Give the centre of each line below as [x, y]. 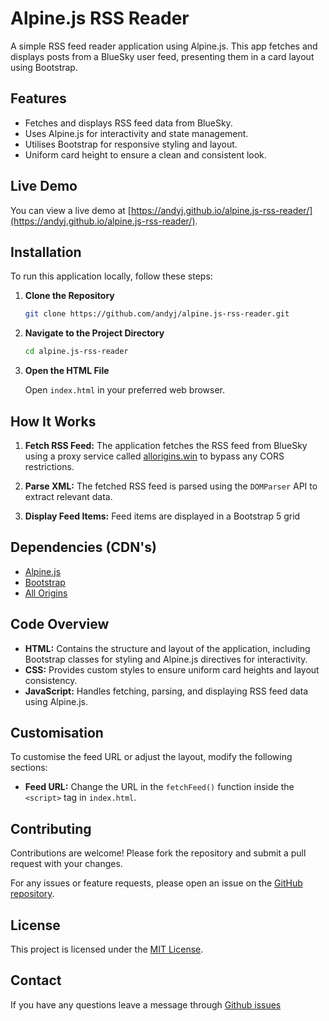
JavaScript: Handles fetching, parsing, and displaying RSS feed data [166, 691]
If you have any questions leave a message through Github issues [146, 1004]
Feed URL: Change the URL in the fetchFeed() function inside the [159, 787]
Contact [36, 980]
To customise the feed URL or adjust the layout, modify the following [151, 757]
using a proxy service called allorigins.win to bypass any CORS [154, 456]
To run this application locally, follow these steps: [111, 276]
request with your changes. [66, 864]
